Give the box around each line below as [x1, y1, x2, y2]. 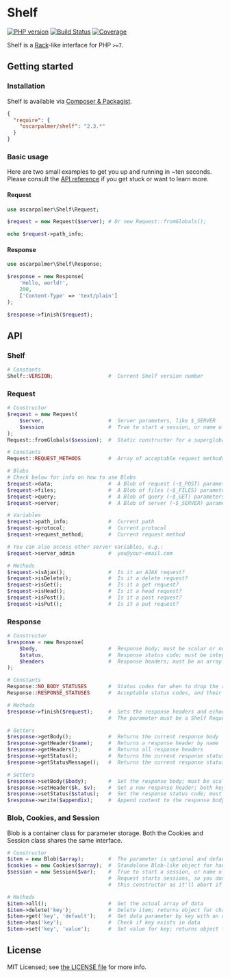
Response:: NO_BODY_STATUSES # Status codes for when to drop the [7, 683, 219, 690]
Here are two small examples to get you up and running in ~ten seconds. [7, 168, 212, 176]
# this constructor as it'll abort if [108, 881, 222, 888]
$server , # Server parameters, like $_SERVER [19, 417, 216, 424]
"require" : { [13, 117, 51, 124]
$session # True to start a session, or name [19, 424, 216, 431]
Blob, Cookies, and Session [7, 813, 100, 823]
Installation [7, 81, 46, 91]
